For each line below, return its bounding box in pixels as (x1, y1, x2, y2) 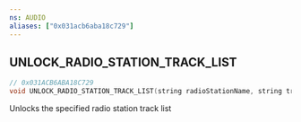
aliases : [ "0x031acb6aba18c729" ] (9, 22, 134, 30)
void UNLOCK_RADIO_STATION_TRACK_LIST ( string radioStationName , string (9, 87, 282, 96)
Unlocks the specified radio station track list (9, 103, 172, 114)
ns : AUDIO (9, 13, 47, 22)
